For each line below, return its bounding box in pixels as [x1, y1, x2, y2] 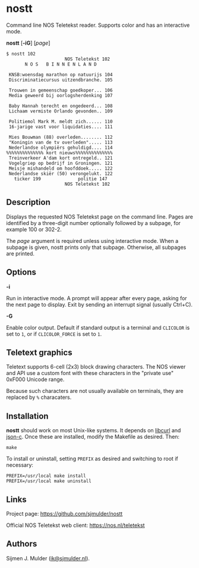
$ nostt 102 [6, 51, 36, 57]
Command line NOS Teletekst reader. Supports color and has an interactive [6, 21, 190, 29]
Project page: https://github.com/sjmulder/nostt [6, 510, 123, 517]
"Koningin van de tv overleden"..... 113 [8, 139, 113, 145]
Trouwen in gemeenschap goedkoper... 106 [8, 87, 113, 93]
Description [6, 197, 50, 207]
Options [6, 267, 37, 277]
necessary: [6, 461, 34, 469]
